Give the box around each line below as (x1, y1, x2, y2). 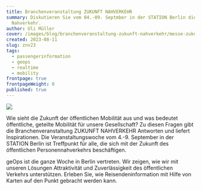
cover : (6, 31, 23, 37)
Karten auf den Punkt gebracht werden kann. (6, 177, 118, 184)
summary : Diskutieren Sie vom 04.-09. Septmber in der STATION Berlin (6, 14, 186, 20)
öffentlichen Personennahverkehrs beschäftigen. (6, 146, 127, 153)
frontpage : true (6, 76, 47, 82)
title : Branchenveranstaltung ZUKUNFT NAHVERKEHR (6, 8, 133, 15)
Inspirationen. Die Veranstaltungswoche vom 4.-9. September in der (6, 133, 174, 141)
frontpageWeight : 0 (6, 82, 55, 88)
